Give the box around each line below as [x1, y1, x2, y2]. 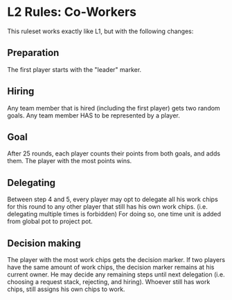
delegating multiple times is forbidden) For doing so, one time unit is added [7, 210, 222, 218]
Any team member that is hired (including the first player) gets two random [7, 104, 220, 112]
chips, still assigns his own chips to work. [7, 285, 125, 293]
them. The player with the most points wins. [7, 157, 132, 165]
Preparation [7, 47, 60, 59]
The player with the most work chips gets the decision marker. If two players [7, 256, 226, 263]
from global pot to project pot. [7, 217, 93, 225]
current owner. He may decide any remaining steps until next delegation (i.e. [7, 270, 225, 279]
